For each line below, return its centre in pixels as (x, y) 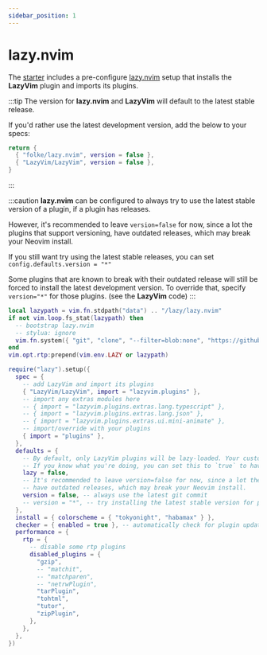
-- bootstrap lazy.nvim (54, 326)
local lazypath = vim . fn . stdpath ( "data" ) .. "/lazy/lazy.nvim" (115, 311)
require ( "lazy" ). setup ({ (49, 370)
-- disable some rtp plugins (77, 547)
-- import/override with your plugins (87, 429)
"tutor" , (51, 606)
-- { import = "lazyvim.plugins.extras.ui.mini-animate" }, (124, 421)
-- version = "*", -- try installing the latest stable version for (138, 502)
